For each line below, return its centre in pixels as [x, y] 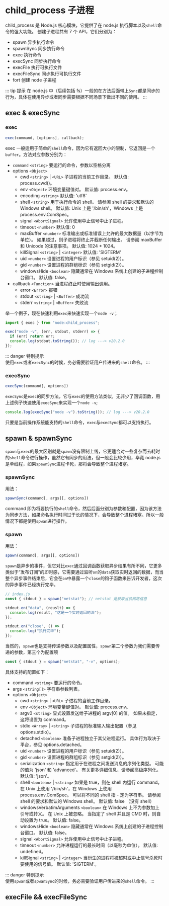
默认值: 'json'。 [36, 776]
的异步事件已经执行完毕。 [32, 585]
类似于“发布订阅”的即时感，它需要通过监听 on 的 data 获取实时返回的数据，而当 [84, 572]
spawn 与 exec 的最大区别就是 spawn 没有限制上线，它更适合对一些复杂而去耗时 [83, 451]
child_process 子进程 [50, 10]
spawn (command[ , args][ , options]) [43, 556]
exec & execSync [33, 113]
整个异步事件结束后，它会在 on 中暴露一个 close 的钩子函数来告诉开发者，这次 [84, 579]
